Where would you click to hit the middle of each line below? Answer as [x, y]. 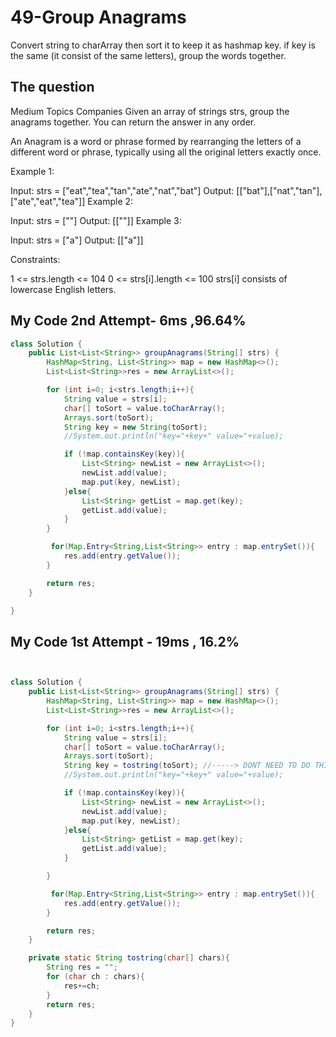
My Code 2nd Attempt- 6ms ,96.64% [128, 321]
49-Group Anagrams [98, 17]
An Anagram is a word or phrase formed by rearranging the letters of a [156, 141]
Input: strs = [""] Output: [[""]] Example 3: [96, 220]
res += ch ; [82, 986]
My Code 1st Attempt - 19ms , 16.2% [125, 641]
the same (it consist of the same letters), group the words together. [148, 55]
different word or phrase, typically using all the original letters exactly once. [166, 152]
